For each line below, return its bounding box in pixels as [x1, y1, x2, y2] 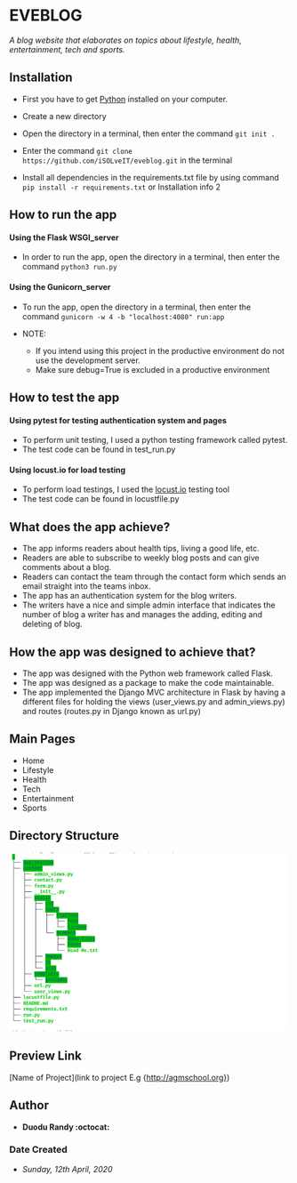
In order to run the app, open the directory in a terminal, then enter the [21, 252, 280, 262]
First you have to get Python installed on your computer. [21, 93, 229, 104]
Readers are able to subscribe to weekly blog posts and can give [21, 552, 260, 563]
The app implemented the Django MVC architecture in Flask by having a [21, 687, 286, 697]
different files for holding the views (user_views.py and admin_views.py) [21, 696, 286, 707]
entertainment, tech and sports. [9, 44, 126, 54]
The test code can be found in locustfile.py [21, 494, 180, 504]
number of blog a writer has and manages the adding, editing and [21, 609, 263, 620]
